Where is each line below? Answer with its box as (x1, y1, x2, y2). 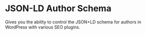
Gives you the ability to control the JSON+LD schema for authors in (5, 19, 142, 25)
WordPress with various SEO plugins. (5, 24, 81, 30)
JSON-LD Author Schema (5, 3, 112, 14)
